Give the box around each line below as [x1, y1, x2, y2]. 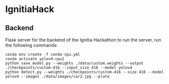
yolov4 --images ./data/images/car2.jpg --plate [5, 74, 110, 79]
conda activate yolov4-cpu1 [5, 56, 65, 61]
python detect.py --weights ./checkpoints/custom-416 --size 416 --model [5, 69, 164, 74]
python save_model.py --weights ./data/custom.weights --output [5, 61, 144, 66]
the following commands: [5, 42, 58, 48]
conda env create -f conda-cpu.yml [5, 52, 80, 57]
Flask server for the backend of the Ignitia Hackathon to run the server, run [5, 37, 161, 43]
